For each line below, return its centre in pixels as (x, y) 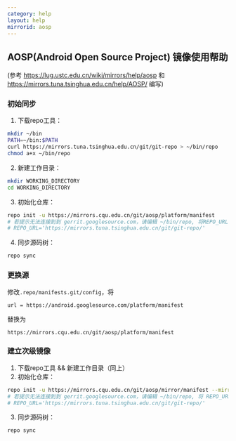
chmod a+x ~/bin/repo (39, 154)
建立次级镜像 (29, 351)
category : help (29, 14)
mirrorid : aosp (29, 27)
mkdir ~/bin (25, 134)
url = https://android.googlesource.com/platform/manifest (96, 305)
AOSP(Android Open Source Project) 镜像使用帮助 (118, 57)
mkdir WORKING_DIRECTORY (44, 181)
